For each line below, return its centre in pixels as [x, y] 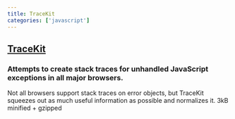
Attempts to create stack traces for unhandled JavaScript [108, 69]
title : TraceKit [31, 14]
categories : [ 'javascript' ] [49, 20]
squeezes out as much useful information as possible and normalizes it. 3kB [118, 101]
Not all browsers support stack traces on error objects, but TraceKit [106, 93]
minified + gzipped [35, 108]
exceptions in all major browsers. [65, 77]
